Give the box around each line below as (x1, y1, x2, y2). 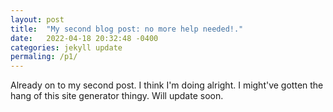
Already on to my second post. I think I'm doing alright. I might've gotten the (10, 79, 324, 91)
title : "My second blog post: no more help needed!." (10, 24, 244, 34)
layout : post (10, 14, 65, 25)
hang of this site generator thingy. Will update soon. (10, 90, 224, 102)
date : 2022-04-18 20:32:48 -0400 (10, 33, 159, 43)
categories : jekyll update (10, 42, 123, 53)
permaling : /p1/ (10, 52, 78, 62)
